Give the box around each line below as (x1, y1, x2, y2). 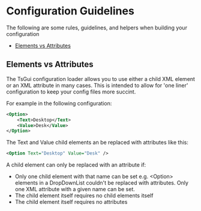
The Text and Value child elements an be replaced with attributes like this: (6, 139, 189, 146)
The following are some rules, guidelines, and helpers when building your (6, 24, 188, 31)
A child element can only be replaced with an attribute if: (6, 161, 146, 168)
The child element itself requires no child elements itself (14, 192, 154, 199)
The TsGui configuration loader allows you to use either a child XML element (6, 75, 195, 82)
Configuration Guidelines (6, 4, 135, 18)
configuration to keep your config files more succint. (6, 88, 136, 95)
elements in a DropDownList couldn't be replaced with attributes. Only (14, 179, 189, 186)
